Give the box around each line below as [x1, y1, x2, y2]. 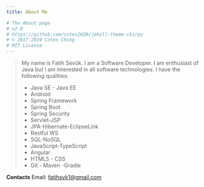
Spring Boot [30, 104, 61, 110]
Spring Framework [30, 97, 78, 104]
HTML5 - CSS [30, 155, 66, 162]
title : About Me [6, 9, 48, 15]
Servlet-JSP [30, 116, 61, 124]
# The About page [6, 19, 51, 26]
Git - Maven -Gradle [30, 162, 81, 169]
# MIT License [6, 43, 43, 49]
